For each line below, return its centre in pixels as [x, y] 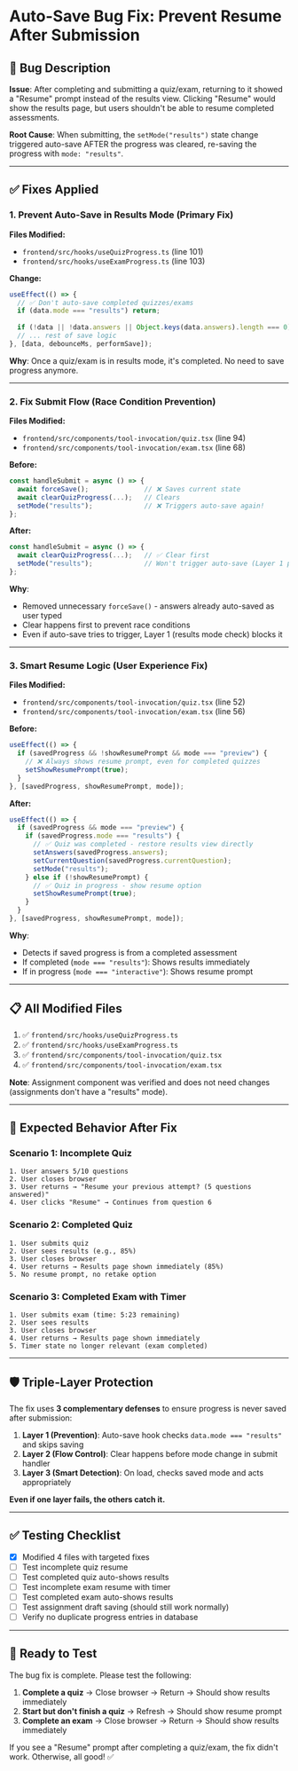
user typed [42, 615]
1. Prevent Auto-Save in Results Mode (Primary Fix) [122, 215]
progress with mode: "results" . [67, 153]
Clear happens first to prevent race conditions [106, 625]
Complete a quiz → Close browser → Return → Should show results [146, 1692]
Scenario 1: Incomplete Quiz [71, 1153]
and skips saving [53, 1444]
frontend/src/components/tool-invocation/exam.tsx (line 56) [133, 712]
